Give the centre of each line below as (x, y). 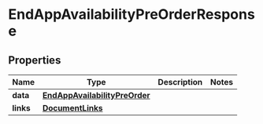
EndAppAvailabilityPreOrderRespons (132, 15)
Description (180, 82)
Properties (35, 60)
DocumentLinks (72, 108)
